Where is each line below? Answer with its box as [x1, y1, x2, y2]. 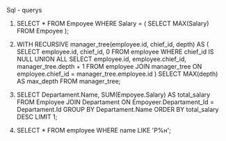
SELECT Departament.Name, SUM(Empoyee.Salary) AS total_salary [16, 90, 211, 99]
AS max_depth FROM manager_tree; [16, 77, 121, 85]
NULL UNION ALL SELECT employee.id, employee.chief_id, [16, 55, 187, 63]
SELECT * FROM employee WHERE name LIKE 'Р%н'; [16, 126, 172, 134]
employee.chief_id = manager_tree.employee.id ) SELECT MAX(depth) [16, 69, 218, 78]
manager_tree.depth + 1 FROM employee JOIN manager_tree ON [16, 63, 202, 70]
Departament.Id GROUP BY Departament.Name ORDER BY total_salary [16, 106, 219, 113]
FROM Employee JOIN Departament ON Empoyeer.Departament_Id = [16, 98, 215, 106]
